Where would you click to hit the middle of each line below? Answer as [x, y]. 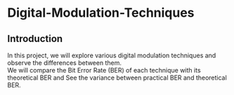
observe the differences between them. [64, 63]
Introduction [35, 39]
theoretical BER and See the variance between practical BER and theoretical [117, 78]
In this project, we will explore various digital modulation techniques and [112, 55]
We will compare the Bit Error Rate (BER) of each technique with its [104, 70]
